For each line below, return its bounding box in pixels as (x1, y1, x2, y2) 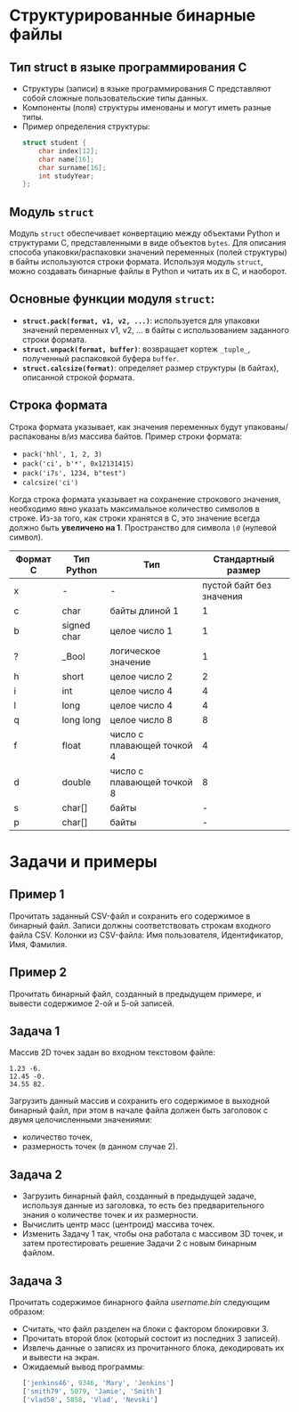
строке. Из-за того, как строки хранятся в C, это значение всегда (9, 513, 261, 523)
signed (61, 619, 91, 631)
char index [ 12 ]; (38, 146, 99, 156)
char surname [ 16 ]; (38, 163, 107, 172)
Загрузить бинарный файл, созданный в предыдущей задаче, (21, 1190, 257, 1202)
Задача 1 (9, 1023, 61, 1038)
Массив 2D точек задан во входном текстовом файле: (9, 1047, 216, 1058)
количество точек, (21, 1132, 93, 1142)
